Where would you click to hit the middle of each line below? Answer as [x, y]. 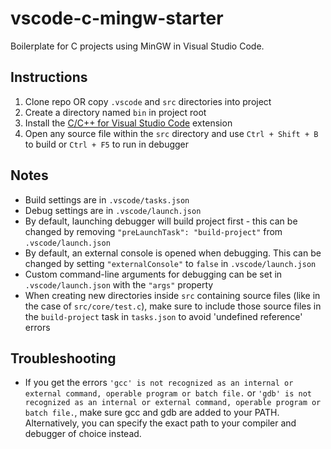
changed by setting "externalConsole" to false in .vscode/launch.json [170, 263]
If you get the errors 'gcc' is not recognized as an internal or [159, 383]
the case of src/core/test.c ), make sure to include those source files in [173, 306]
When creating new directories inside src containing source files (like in [172, 295]
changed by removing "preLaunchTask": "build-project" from [153, 231]
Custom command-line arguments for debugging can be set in [153, 274]
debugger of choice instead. [83, 434]
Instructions [49, 77]
